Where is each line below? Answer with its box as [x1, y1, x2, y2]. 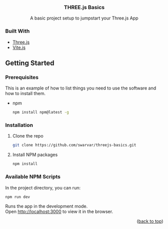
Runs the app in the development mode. [5, 203, 88, 209]
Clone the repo [12, 133, 44, 139]
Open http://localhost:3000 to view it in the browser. [5, 208, 113, 214]
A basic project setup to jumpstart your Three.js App [30, 15, 139, 21]
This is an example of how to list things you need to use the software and [5, 85, 156, 91]
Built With [5, 27, 30, 34]
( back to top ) [136, 218, 163, 224]
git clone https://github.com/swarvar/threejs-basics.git [12, 142, 136, 148]
